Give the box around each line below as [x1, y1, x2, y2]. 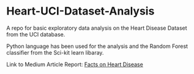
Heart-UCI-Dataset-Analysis [6, 4, 155, 18]
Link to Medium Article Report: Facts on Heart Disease [6, 61, 144, 68]
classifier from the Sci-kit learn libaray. [6, 49, 104, 56]
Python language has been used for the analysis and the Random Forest [6, 42, 188, 50]
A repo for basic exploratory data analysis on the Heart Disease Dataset [6, 24, 188, 32]
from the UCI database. [6, 30, 65, 38]
